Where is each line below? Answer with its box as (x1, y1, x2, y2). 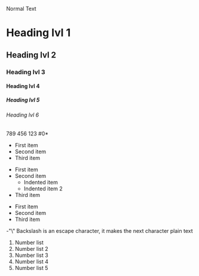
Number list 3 (14, 251, 49, 259)
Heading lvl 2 (6, 50, 57, 60)
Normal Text (6, 5, 37, 12)
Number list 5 (14, 264, 48, 271)
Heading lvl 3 (6, 68, 46, 76)
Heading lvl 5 (6, 96, 40, 104)
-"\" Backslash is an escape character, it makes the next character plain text (6, 227, 193, 234)
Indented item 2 (23, 185, 63, 192)
